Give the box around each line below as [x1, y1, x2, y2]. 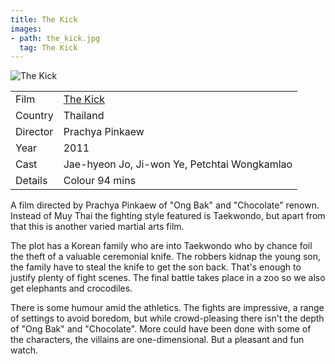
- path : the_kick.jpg [10, 33, 101, 43]
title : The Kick [10, 14, 78, 25]
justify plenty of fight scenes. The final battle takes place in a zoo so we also [10, 272, 326, 284]
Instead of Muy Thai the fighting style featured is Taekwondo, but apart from [10, 210, 326, 222]
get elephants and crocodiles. [10, 282, 133, 295]
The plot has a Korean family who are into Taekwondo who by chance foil [10, 240, 313, 252]
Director [15, 125, 54, 139]
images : [10, 24, 43, 34]
